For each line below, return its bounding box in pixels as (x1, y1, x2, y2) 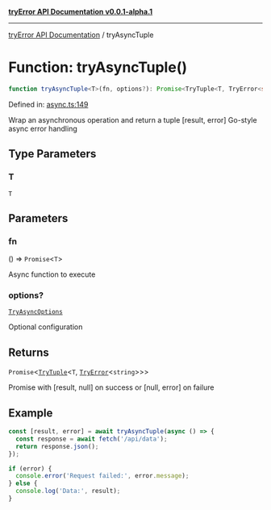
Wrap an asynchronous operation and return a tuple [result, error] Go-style (8, 115, 257, 124)
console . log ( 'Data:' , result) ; (15, 487, 121, 495)
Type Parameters (8, 147, 97, 161)
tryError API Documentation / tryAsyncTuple (8, 30, 154, 40)
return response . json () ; (15, 442, 99, 450)
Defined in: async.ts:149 (8, 99, 89, 109)
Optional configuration (8, 322, 83, 332)
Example (8, 406, 53, 420)
